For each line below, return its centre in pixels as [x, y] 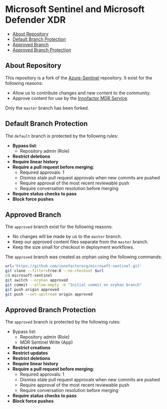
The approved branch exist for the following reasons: [59, 227]
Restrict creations [31, 348]
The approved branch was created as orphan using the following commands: [84, 257]
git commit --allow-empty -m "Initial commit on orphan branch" [73, 285]
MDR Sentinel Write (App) [46, 342]
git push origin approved [32, 289]
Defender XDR [35, 20]
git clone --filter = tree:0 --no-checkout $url [54, 271]
